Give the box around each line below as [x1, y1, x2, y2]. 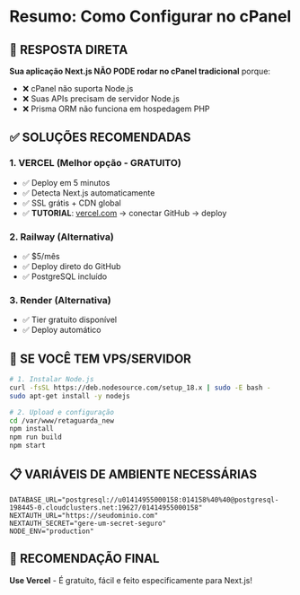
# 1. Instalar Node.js [9, 375, 94, 384]
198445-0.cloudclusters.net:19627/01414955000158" [9, 503, 203, 512]
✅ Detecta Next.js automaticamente [22, 187, 155, 198]
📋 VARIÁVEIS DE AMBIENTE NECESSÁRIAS [9, 467, 258, 482]
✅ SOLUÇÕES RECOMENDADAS [9, 130, 191, 145]
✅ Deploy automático [22, 325, 101, 336]
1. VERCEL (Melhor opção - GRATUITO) [9, 157, 181, 170]
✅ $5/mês [22, 250, 60, 261]
